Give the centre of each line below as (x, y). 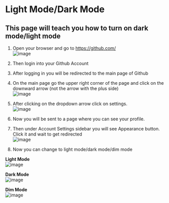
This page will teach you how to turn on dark (77, 28)
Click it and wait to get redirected (47, 134)
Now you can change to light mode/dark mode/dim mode (73, 149)
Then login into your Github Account (50, 63)
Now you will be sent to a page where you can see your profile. (79, 119)
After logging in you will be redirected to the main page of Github (80, 73)
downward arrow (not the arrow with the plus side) (65, 88)
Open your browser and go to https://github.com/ (64, 48)
